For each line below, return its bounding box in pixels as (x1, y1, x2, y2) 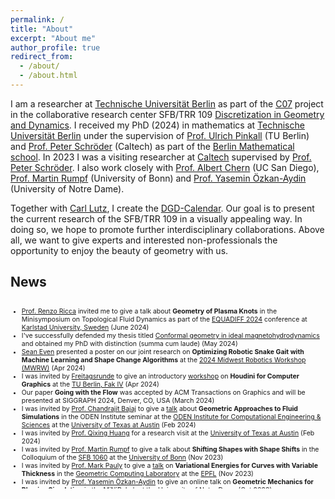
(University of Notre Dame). (10, 182, 125, 195)
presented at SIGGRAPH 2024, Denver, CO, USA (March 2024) (21, 396, 215, 406)
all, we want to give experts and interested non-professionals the (10, 234, 278, 246)
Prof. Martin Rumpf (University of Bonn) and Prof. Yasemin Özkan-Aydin (10, 172, 307, 184)
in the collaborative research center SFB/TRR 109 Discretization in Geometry (10, 108, 325, 120)
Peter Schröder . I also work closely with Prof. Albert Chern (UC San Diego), (10, 161, 320, 173)
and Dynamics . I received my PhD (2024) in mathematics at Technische (10, 119, 305, 131)
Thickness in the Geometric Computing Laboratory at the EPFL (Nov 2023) (21, 469, 254, 479)
